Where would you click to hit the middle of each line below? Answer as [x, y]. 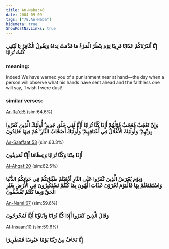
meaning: [18, 66]
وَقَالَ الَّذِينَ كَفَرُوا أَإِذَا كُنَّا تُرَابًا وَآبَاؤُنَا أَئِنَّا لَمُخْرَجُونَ [57, 216]
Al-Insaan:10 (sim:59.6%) [32, 227]
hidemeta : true [22, 24]
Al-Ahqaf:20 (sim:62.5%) [32, 166]
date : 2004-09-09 [24, 15]
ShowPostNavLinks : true [31, 29]
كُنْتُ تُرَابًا [15, 52]
